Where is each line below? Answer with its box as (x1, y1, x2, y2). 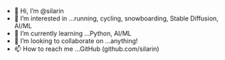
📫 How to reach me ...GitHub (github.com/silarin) (14, 44, 159, 53)
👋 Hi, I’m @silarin (14, 7, 64, 15)
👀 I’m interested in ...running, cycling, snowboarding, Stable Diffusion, (14, 14, 219, 23)
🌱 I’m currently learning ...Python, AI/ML (14, 29, 132, 37)
